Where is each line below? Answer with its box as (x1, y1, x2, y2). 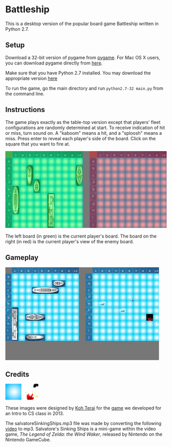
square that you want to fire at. (5, 141, 70, 147)
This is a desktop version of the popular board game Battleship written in (5, 20, 159, 27)
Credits (5, 370, 30, 378)
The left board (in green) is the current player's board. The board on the (5, 233, 157, 239)
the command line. (5, 91, 45, 97)
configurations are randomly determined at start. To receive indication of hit (5, 124, 165, 131)
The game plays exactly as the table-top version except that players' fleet (5, 119, 161, 125)
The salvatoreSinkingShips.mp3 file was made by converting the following (5, 420, 162, 427)
